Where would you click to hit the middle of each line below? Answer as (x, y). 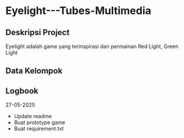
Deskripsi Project (38, 32)
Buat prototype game (40, 123)
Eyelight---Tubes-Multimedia (79, 11)
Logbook (22, 91)
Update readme (33, 116)
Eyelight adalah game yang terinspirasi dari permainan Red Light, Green (92, 46)
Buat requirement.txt (39, 129)
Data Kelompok (34, 71)
